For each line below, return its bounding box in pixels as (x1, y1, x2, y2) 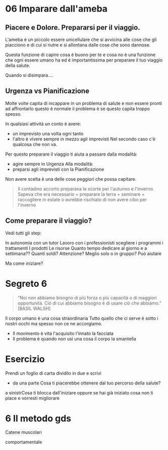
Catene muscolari (5, 429, 42, 435)
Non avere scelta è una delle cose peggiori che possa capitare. (5, 176, 137, 182)
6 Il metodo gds (5, 413, 72, 424)
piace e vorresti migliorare (5, 395, 60, 401)
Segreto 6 (5, 278, 47, 289)
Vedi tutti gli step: (5, 230, 42, 236)
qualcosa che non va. (12, 141, 58, 147)
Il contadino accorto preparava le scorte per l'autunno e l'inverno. (17, 185, 154, 192)
